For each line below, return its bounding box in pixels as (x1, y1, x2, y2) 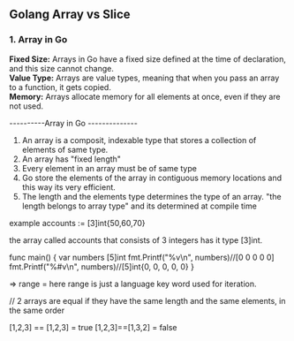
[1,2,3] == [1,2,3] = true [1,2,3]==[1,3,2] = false (9, 322, 178, 332)
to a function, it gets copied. (9, 81, 112, 92)
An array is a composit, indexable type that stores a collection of (21, 134, 257, 145)
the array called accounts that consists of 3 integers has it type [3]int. (9, 234, 263, 246)
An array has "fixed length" (21, 154, 122, 164)
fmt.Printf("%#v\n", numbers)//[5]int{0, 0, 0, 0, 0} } (9, 261, 194, 272)
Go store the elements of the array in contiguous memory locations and (21, 172, 283, 183)
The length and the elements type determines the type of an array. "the (21, 191, 282, 201)
